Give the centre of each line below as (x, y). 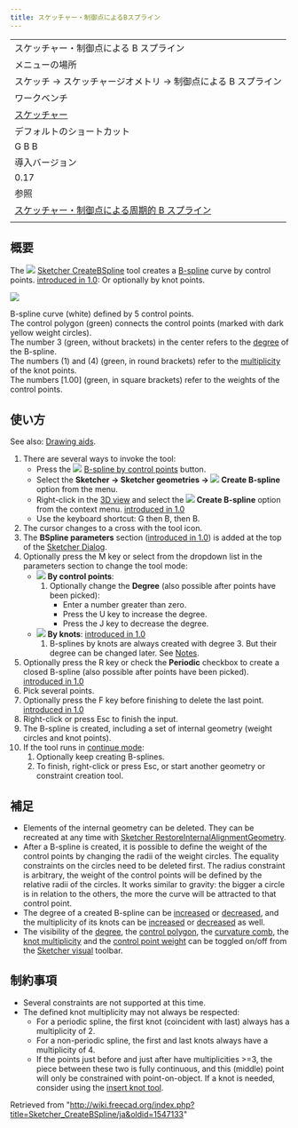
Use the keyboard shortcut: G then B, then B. (118, 519)
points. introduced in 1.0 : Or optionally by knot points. (107, 280)
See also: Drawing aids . (53, 441)
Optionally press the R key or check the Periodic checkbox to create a (151, 663)
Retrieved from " (40, 1104)
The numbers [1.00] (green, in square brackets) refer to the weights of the (145, 380)
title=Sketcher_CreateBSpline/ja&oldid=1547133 (97, 1114)
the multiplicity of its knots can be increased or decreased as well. (144, 922)
